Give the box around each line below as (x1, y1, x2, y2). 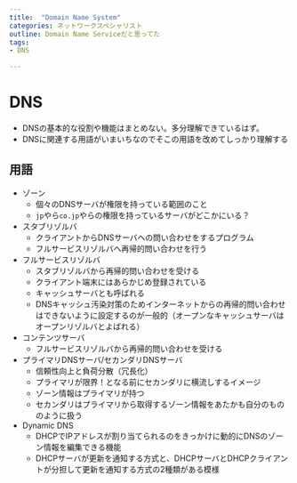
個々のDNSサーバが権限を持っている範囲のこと (35, 198, 208, 209)
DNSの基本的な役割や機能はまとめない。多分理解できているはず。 (21, 123, 265, 133)
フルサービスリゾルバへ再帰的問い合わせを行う (35, 243, 207, 254)
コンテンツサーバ (21, 332, 85, 342)
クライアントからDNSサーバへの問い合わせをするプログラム (35, 232, 255, 243)
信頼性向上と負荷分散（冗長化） (35, 366, 153, 376)
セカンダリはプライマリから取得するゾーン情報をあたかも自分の (35, 398, 269, 409)
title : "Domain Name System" (9, 12, 122, 22)
